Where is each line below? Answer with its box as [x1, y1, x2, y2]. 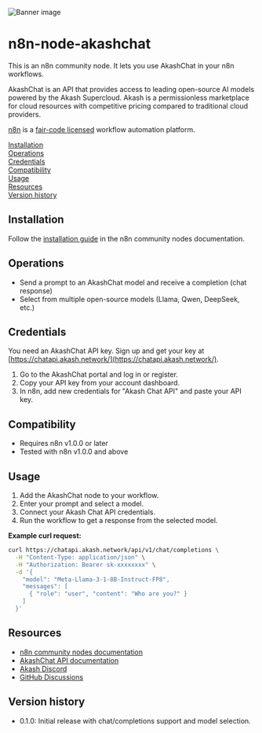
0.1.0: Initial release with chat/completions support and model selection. [19, 716, 251, 725]
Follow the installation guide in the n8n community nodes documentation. [8, 234, 246, 243]
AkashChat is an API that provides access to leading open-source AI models [8, 84, 255, 94]
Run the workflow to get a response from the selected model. [19, 516, 218, 525]
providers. [8, 109, 42, 119]
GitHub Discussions [19, 672, 84, 682]
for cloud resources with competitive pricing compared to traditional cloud [8, 101, 249, 110]
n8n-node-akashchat [8, 35, 151, 53]
